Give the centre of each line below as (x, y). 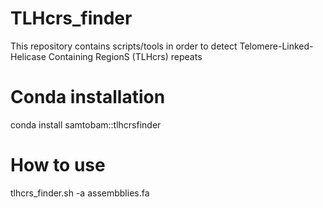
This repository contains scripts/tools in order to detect (124, 46)
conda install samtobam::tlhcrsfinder (86, 124)
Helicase (28, 56)
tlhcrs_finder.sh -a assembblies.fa (80, 193)
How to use (58, 165)
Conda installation (88, 97)
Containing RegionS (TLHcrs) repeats (125, 56)
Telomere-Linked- (276, 46)
